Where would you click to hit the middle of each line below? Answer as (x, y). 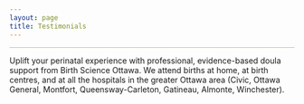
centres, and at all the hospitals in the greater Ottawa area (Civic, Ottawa (145, 80)
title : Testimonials (48, 26)
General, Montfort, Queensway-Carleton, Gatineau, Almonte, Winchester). (147, 89)
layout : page (34, 18)
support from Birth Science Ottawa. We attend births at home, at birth (139, 70)
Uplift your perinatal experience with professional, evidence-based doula (146, 61)
